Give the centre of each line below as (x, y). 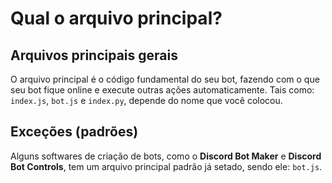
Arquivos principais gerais (94, 55)
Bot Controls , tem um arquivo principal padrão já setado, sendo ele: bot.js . (166, 166)
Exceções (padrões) (74, 132)
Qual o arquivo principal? (116, 18)
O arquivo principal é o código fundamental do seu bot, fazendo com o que (165, 79)
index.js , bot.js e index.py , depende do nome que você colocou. (146, 100)
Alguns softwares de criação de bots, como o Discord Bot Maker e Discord (166, 156)
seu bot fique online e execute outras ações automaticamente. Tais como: (162, 90)
